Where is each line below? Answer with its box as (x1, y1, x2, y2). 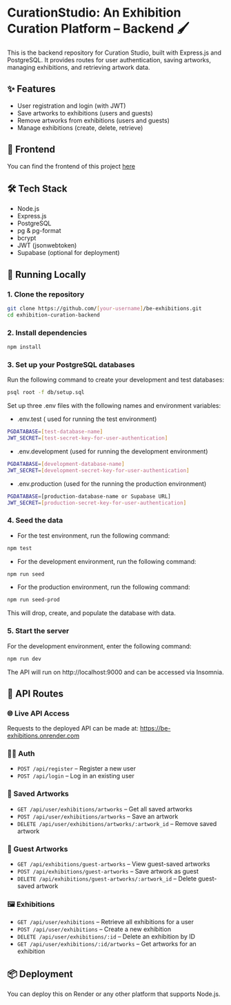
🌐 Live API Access (7, 708, 70, 718)
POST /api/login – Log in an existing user (17, 772, 134, 780)
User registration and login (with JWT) (17, 102, 126, 110)
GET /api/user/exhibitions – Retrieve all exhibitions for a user (17, 918, 194, 926)
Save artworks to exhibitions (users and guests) (17, 109, 153, 117)
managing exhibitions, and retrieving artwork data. (7, 63, 150, 71)
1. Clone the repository (7, 289, 85, 299)
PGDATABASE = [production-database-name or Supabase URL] (7, 493, 171, 500)
